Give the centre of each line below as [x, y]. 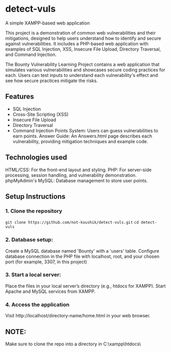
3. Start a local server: [33, 275]
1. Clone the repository [34, 211]
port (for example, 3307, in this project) [46, 262]
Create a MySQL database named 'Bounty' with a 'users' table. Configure [82, 251]
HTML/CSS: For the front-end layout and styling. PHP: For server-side [78, 170]
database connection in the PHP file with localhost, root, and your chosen [82, 256]
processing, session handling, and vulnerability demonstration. [71, 175]
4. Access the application [37, 305]
